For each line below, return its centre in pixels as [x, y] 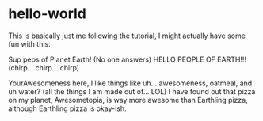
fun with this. [29, 43]
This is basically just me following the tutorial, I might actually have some [127, 36]
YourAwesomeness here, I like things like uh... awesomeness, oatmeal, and [130, 83]
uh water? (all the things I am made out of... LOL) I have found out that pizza [132, 91]
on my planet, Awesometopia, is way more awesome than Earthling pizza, [128, 100]
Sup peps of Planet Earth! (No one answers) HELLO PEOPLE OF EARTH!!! [128, 59]
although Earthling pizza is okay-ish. [67, 108]
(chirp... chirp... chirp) [44, 67]
